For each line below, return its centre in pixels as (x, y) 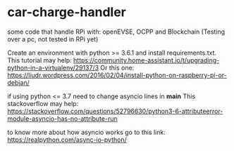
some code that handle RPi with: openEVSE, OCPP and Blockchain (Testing (116, 32)
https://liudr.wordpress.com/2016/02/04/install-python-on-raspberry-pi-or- (117, 75)
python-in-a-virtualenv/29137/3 (53, 67)
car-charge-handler (67, 12)
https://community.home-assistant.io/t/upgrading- (146, 60)
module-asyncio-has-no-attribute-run (62, 118)
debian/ (18, 82)
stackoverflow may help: (43, 103)
